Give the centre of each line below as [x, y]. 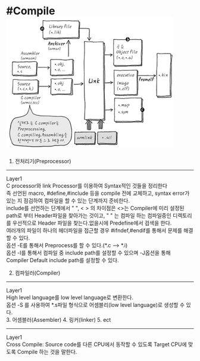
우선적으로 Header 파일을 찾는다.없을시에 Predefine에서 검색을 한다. [92, 223]
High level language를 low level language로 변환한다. [70, 297]
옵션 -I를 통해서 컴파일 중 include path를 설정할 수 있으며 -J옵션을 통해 [88, 253]
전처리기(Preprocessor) [43, 161]
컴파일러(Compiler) [37, 273]
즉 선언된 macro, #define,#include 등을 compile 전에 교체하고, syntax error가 [98, 193]
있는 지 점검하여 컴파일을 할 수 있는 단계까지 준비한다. [68, 200]
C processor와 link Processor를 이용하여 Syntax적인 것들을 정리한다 [87, 185]
